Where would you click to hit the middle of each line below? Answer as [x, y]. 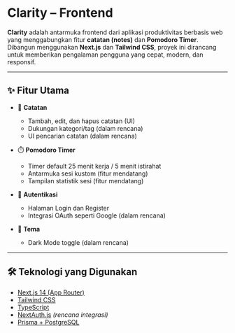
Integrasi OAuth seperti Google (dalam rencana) [97, 215]
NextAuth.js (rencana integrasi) [63, 314]
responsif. [22, 62]
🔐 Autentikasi [37, 194]
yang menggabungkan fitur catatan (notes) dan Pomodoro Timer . [103, 39]
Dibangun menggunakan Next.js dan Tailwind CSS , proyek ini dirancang [112, 47]
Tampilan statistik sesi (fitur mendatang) [86, 180]
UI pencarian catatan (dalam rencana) [83, 136]
